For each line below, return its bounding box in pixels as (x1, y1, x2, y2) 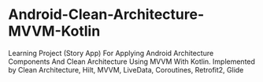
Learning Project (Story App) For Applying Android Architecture (8, 48, 214, 58)
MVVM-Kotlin (8, 22, 101, 40)
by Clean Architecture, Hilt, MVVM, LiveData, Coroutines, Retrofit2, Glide (8, 65, 244, 74)
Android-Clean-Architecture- (8, 6, 205, 24)
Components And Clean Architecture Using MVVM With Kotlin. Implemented (8, 57, 256, 66)
